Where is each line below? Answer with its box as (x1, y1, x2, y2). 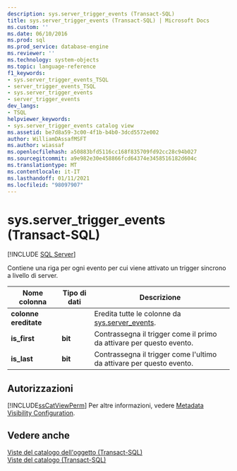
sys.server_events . (94, 318, 157, 327)
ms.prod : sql (7, 37, 46, 44)
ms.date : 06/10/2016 (7, 30, 68, 37)
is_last (11, 354, 33, 364)
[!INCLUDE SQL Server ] (7, 250, 76, 259)
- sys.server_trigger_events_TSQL (7, 76, 109, 83)
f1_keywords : (7, 69, 46, 76)
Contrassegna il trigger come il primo (94, 330, 217, 339)
